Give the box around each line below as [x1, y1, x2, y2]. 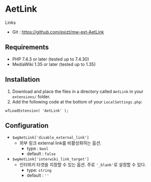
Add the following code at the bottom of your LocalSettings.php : [12, 99, 143, 104]
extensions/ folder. [12, 94, 51, 100]
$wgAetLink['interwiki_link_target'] [12, 157, 89, 162]
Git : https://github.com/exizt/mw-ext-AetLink [12, 29, 104, 35]
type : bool [26, 145, 49, 152]
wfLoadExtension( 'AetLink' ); [5, 108, 69, 113]
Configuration [5, 121, 49, 130]
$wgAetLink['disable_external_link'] [12, 135, 89, 140]
